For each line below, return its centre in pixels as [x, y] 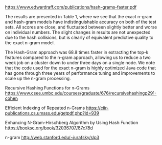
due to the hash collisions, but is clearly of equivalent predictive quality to [79, 37]
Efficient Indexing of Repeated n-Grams [45, 108]
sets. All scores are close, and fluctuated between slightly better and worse [81, 27]
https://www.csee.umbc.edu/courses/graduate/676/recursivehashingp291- [81, 93]
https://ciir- [97, 108]
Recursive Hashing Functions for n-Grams [47, 88]
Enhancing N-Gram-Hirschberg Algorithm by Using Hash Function [72, 123]
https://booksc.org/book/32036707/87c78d [49, 128]
